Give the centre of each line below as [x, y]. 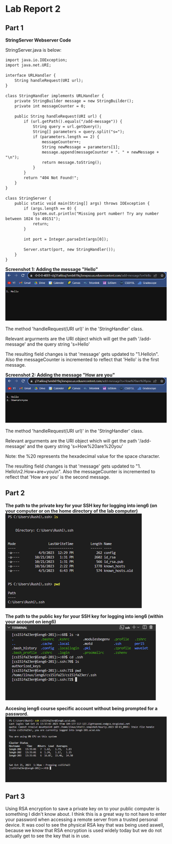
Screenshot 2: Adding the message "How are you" [60, 375]
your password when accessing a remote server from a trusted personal [81, 819]
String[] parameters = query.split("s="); [79, 132]
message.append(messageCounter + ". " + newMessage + [100, 152]
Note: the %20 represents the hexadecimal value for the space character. [83, 456]
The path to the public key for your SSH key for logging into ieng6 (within [84, 616]
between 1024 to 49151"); [33, 219]
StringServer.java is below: [34, 50]
